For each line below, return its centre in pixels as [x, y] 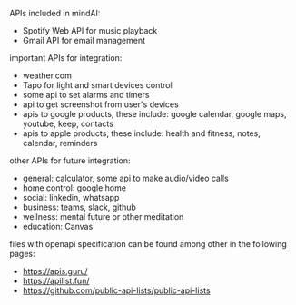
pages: [22, 254]
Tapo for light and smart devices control [97, 85]
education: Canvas [58, 226]
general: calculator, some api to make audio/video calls [125, 178]
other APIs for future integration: [70, 161]
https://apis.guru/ [55, 271]
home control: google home [74, 188]
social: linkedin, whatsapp [71, 197]
